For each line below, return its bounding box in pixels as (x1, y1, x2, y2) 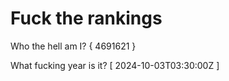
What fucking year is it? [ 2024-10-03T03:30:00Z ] (10, 59, 220, 71)
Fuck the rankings (10, 7, 163, 30)
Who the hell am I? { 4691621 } (10, 40, 137, 52)
